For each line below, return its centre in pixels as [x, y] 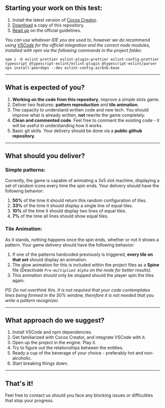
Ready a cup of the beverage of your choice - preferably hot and [78, 353]
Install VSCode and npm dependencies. [52, 332]
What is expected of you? [45, 88]
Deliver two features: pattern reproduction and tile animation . [75, 105]
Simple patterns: [25, 170]
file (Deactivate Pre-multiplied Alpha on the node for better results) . [82, 270]
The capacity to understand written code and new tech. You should [80, 109]
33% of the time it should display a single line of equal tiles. [73, 206]
